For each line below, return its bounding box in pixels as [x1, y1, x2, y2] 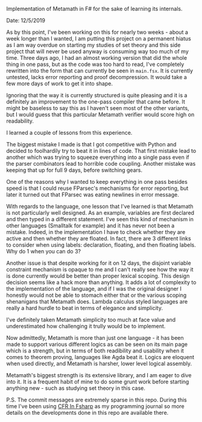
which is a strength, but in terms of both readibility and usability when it [6, 347, 184, 354]
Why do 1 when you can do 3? [6, 248, 81, 255]
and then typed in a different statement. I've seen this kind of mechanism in [6, 216, 194, 222]
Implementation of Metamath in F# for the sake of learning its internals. [6, 5, 183, 12]
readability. [6, 117, 34, 125]
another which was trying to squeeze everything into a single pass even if [6, 154, 189, 161]
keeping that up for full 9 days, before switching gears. [6, 166, 143, 174]
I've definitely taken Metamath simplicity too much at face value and [6, 316, 176, 323]
